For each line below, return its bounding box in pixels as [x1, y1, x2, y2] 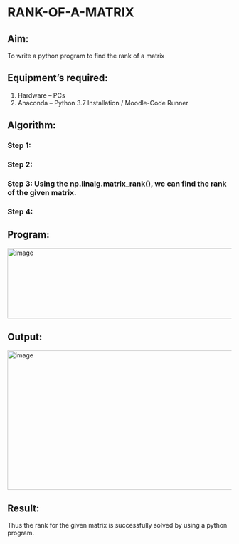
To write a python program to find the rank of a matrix [7, 51, 165, 60]
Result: [7, 502, 40, 514]
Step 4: [7, 206, 33, 216]
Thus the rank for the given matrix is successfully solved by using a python [7, 521, 228, 530]
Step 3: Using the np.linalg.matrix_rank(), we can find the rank [7, 179, 227, 189]
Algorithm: [7, 119, 56, 132]
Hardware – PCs [17, 90, 65, 100]
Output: [7, 331, 43, 343]
